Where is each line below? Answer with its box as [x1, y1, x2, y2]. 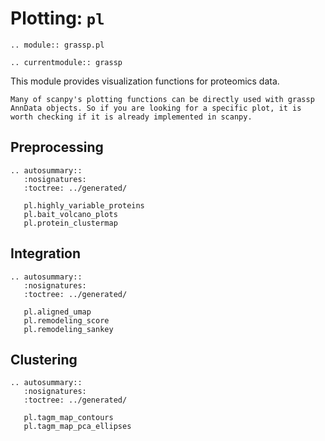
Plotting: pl [10, 7, 105, 30]
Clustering [10, 351, 78, 368]
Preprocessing [10, 139, 104, 156]
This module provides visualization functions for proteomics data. [10, 75, 280, 87]
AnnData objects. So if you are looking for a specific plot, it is [10, 103, 302, 113]
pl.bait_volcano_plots [23, 209, 118, 219]
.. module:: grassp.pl [10, 40, 105, 50]
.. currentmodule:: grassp [10, 57, 123, 67]
